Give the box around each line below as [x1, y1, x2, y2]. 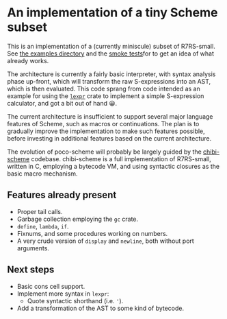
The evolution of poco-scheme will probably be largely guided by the [7, 147, 202, 156]
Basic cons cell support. [16, 282, 85, 290]
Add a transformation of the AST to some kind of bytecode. [16, 304, 185, 312]
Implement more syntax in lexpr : [16, 290, 109, 298]
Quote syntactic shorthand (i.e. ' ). [27, 296, 124, 305]
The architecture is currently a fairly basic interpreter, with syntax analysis [7, 70, 216, 78]
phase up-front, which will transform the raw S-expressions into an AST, [7, 77, 211, 85]
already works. [7, 56, 49, 64]
